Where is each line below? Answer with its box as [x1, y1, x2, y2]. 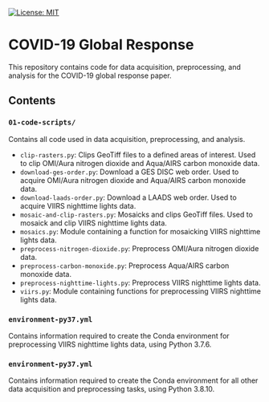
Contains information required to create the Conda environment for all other [8, 376, 259, 385]
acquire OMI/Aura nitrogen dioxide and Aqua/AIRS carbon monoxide [19, 175, 247, 185]
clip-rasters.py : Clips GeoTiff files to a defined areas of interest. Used [19, 149, 256, 160]
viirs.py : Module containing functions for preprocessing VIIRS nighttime [19, 286, 262, 296]
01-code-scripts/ [8, 118, 76, 128]
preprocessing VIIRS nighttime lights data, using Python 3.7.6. [8, 339, 212, 349]
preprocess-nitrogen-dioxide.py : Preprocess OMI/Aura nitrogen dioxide [19, 243, 259, 253]
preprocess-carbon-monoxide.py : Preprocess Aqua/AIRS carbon [19, 261, 230, 270]
